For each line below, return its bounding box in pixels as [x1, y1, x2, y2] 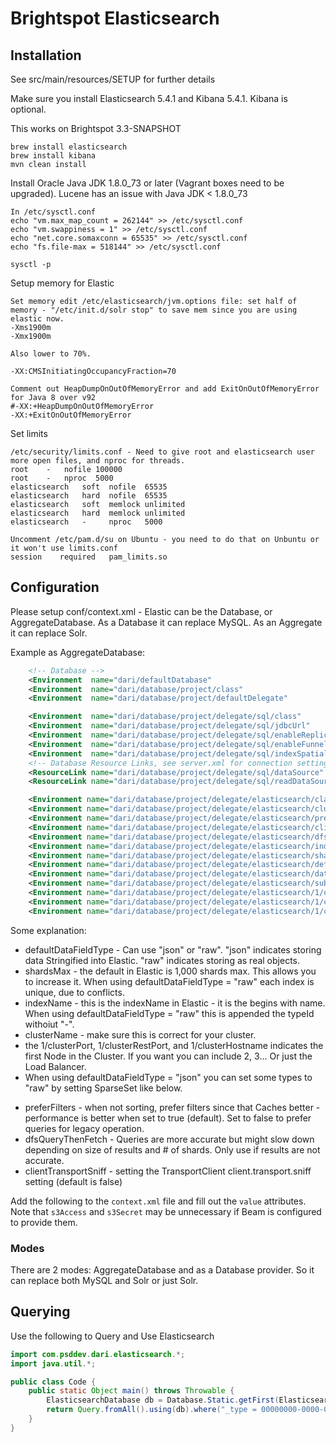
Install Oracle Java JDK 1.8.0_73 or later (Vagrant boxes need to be [10, 177, 285, 189]
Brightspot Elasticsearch [10, 7, 220, 30]
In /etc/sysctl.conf [10, 207, 97, 217]
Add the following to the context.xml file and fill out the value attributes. [10, 1195, 307, 1207]
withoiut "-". [24, 1018, 75, 1030]
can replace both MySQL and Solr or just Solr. [10, 1274, 199, 1286]
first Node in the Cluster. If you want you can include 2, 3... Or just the [24, 1050, 313, 1062]
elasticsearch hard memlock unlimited [10, 508, 186, 518]
